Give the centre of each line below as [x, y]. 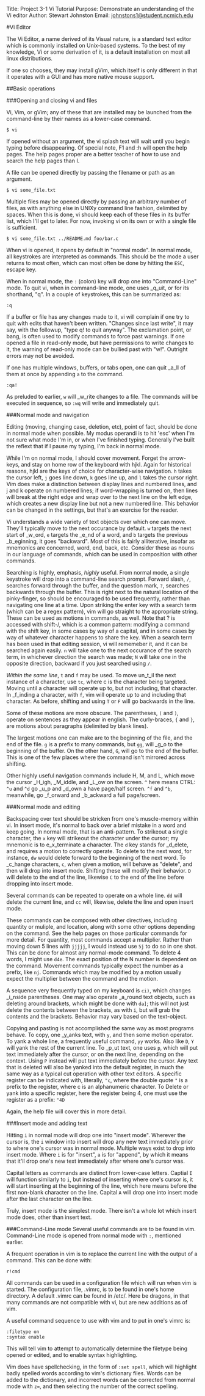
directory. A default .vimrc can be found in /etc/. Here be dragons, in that [98, 1296]
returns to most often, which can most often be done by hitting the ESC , [95, 263]
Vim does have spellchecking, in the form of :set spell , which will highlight [102, 1367]
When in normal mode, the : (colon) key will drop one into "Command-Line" [102, 281]
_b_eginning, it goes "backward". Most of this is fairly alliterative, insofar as [101, 541]
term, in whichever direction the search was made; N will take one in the [96, 657]
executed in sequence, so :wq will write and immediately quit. [83, 403]
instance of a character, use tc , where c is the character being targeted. [97, 682]
